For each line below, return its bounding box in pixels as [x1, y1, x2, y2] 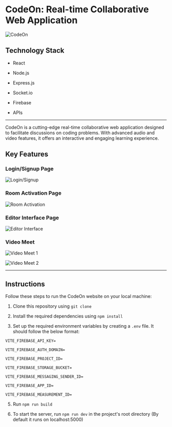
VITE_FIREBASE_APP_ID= [5, 383, 54, 389]
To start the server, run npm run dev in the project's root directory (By [12, 411, 159, 417]
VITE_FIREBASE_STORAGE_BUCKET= [5, 365, 72, 371]
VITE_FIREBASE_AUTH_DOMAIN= [5, 347, 66, 353]
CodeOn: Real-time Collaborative [5, 4, 149, 15]
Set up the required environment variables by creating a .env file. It [12, 323, 154, 329]
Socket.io [12, 90, 33, 96]
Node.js [12, 70, 30, 76]
